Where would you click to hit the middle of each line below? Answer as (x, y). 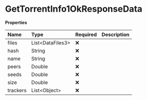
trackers (17, 90)
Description (116, 34)
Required (86, 34)
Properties (16, 22)
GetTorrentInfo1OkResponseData (74, 9)
